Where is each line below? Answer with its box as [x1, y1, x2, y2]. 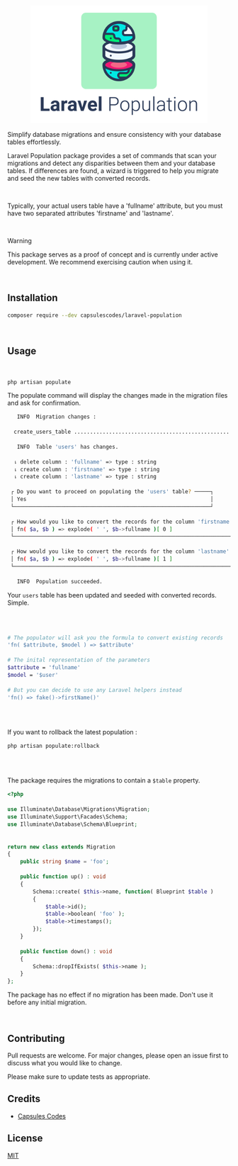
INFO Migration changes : [16, 413, 97, 420]
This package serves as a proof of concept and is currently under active [7, 250, 218, 259]
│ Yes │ [10, 495, 214, 503]
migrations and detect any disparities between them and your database [7, 159, 216, 167]
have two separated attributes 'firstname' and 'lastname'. [7, 209, 174, 218]
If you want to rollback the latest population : [7, 728, 137, 736]
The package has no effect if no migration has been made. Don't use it [7, 991, 214, 999]
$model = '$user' [7, 671, 59, 678]
